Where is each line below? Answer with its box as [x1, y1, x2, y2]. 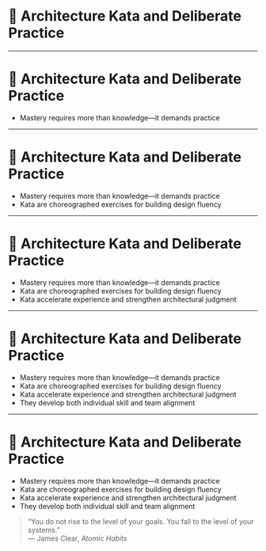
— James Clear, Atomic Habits [27, 534, 128, 543]
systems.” [27, 525, 61, 534]
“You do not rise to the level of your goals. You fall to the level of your [27, 516, 254, 526]
